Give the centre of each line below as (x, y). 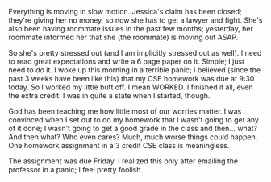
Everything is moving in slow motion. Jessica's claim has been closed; (125, 12)
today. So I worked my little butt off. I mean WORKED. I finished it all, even (131, 87)
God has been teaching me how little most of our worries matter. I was (125, 111)
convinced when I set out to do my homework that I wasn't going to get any (134, 120)
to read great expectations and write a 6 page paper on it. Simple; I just (126, 61)
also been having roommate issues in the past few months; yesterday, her (131, 29)
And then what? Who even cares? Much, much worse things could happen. (133, 137)
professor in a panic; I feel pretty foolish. (76, 170)
